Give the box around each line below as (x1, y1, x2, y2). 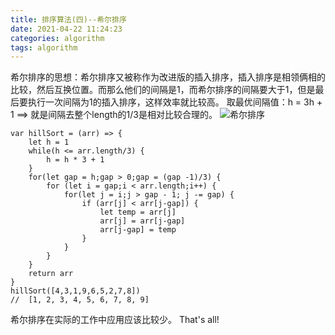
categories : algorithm (10, 33, 105, 43)
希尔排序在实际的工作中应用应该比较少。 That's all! (10, 314, 220, 326)
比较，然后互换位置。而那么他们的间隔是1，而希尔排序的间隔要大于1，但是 (10, 84, 316, 96)
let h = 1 (28, 137, 70, 148)
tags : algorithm (10, 42, 78, 53)
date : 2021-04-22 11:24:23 (10, 24, 123, 34)
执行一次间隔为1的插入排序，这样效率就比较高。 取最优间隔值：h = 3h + (27, 96, 323, 108)
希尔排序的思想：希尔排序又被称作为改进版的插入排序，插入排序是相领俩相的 (10, 71, 326, 83)
